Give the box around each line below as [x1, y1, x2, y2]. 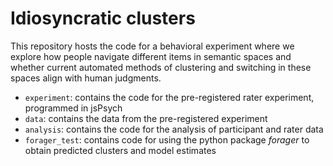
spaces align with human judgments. [10, 72, 162, 84]
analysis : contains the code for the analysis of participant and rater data [24, 123, 324, 135]
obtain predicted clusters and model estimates [24, 144, 217, 156]
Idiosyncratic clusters [10, 7, 196, 30]
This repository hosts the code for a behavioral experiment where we [10, 40, 295, 52]
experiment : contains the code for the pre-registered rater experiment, [24, 91, 315, 103]
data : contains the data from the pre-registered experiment [24, 112, 268, 124]
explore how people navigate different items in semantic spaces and [10, 50, 292, 62]
